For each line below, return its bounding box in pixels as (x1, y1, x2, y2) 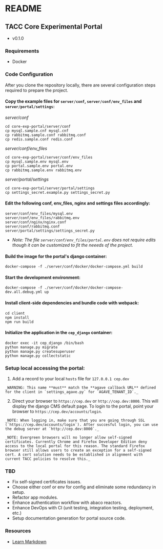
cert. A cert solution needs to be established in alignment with (5, 452, 143, 457)
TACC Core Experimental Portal (5, 23, 102, 31)
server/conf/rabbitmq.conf (5, 224, 60, 229)
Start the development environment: (5, 274, 81, 280)
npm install (5, 315, 29, 320)
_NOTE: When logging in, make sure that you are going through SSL (5, 418, 145, 423)
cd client (5, 311, 25, 316)
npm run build (5, 319, 34, 324)
